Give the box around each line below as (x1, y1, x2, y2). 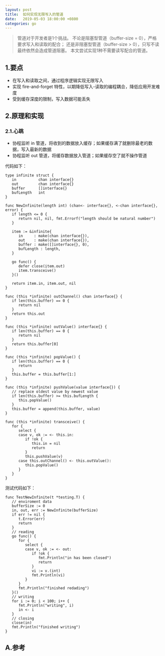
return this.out (11, 311, 45, 316)
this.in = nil (31, 441, 61, 446)
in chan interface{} (11, 177, 74, 182)
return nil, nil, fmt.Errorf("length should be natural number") (18, 216, 156, 221)
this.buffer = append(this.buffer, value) (11, 406, 100, 411)
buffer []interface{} (11, 186, 68, 191)
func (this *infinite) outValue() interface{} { (5, 324, 107, 329)
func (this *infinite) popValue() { (5, 354, 81, 359)
